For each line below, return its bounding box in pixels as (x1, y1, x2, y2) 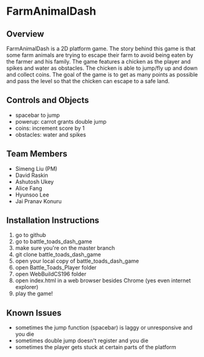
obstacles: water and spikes (15, 130, 86, 138)
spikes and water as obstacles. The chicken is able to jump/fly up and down (6, 64, 198, 72)
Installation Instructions (6, 216, 100, 226)
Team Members (6, 149, 67, 159)
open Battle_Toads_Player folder (15, 264, 97, 271)
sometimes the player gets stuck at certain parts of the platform (15, 344, 176, 351)
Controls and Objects (6, 95, 89, 105)
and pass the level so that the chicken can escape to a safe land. (6, 78, 170, 85)
